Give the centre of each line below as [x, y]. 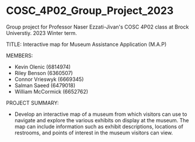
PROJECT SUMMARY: [32, 102]
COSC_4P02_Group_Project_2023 [90, 11]
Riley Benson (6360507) [43, 73]
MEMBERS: [20, 55]
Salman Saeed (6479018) [45, 85]
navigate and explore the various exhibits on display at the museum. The [102, 120]
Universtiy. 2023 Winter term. [41, 33]
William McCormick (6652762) [51, 91]
